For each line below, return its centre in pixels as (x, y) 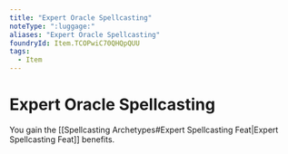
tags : (20, 52)
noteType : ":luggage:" (52, 26)
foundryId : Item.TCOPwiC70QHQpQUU (75, 43)
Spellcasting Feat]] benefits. (62, 139)
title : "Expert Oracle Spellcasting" (81, 18)
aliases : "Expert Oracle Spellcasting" (85, 34)
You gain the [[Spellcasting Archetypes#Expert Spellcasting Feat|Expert (144, 130)
